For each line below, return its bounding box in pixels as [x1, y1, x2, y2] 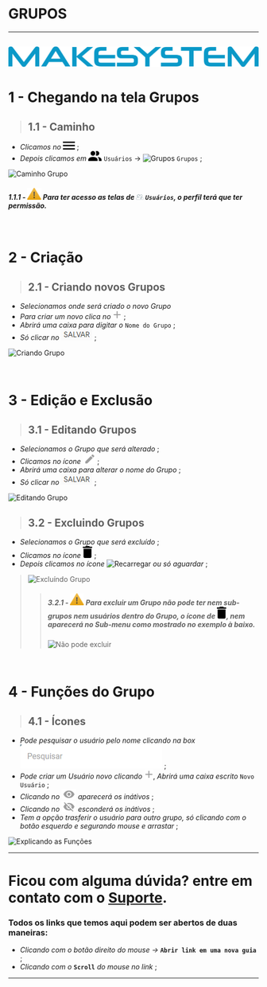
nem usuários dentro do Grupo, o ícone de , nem [73, 611, 246, 621]
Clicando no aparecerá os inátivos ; [19, 791, 154, 801]
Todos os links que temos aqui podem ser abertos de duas [8, 917, 238, 928]
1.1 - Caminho [27, 120, 95, 134]
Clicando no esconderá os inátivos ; [19, 804, 155, 813]
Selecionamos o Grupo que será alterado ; [19, 444, 160, 454]
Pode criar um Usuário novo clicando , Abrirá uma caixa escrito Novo [19, 771, 254, 781]
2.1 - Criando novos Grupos [27, 280, 165, 294]
